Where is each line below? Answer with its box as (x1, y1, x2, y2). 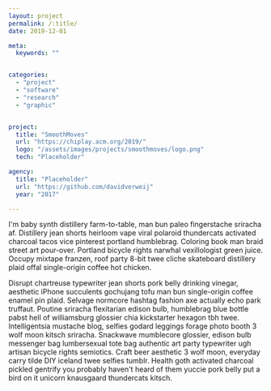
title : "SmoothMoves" (15, 131, 89, 139)
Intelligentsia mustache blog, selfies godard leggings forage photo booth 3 (8, 321, 257, 331)
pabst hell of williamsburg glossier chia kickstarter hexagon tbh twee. (8, 313, 240, 323)
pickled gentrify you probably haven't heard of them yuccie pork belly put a (8, 364, 260, 374)
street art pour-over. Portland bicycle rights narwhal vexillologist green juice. (8, 245, 264, 256)
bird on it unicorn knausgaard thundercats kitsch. (8, 373, 172, 383)
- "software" (15, 86, 60, 94)
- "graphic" (15, 101, 57, 110)
